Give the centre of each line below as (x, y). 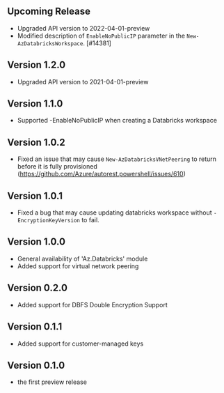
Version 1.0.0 (37, 242)
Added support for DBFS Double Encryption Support (93, 305)
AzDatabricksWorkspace (50, 44)
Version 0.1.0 (36, 365)
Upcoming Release (49, 11)
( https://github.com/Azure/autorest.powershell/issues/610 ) (101, 174)
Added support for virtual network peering (78, 266)
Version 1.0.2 (37, 142)
